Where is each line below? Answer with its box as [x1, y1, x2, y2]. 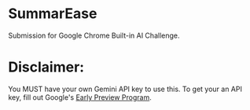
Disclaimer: [8, 58, 85, 76]
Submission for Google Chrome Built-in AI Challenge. [8, 31, 180, 40]
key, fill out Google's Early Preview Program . [8, 92, 152, 102]
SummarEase [8, 5, 97, 23]
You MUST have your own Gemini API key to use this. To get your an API [8, 84, 242, 93]
